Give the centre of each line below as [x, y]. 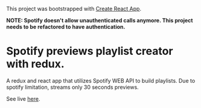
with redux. [35, 64]
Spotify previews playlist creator [90, 51]
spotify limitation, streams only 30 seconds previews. [72, 87]
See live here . [23, 98]
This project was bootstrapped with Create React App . [74, 9]
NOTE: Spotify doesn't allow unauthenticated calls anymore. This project [100, 20]
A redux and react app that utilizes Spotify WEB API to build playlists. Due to [101, 80]
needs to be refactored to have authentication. [66, 27]
